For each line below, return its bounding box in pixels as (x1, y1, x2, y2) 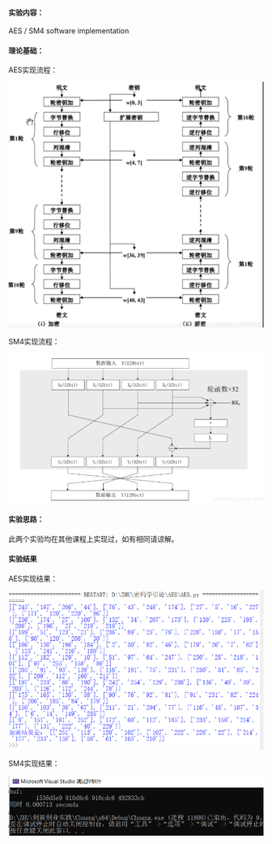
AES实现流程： (8, 65, 58, 75)
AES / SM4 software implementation (8, 26, 130, 36)
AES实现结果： (8, 573, 58, 584)
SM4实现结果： (8, 758, 60, 768)
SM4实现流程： (8, 336, 60, 346)
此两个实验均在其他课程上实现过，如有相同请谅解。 (8, 534, 179, 543)
